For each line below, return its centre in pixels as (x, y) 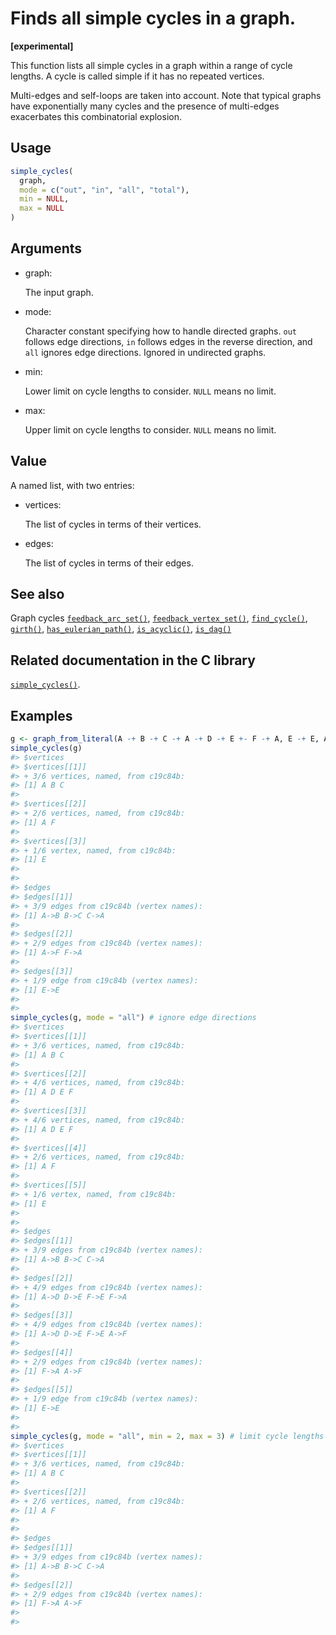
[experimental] (42, 46)
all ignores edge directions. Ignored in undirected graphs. (145, 352)
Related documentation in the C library (133, 660)
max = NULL (42, 208)
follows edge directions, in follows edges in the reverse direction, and (168, 341)
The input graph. (59, 292)
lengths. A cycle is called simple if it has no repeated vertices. (137, 76)
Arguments (46, 248)
